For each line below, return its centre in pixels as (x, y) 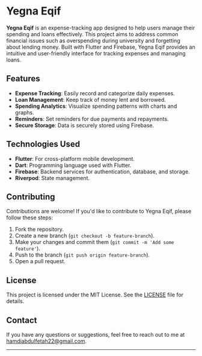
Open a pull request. (40, 261)
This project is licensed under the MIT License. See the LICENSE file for (95, 295)
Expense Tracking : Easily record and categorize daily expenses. (95, 93)
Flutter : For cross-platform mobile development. (75, 158)
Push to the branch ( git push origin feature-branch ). (82, 255)
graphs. (24, 112)
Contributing (31, 197)
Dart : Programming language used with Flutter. (73, 165)
